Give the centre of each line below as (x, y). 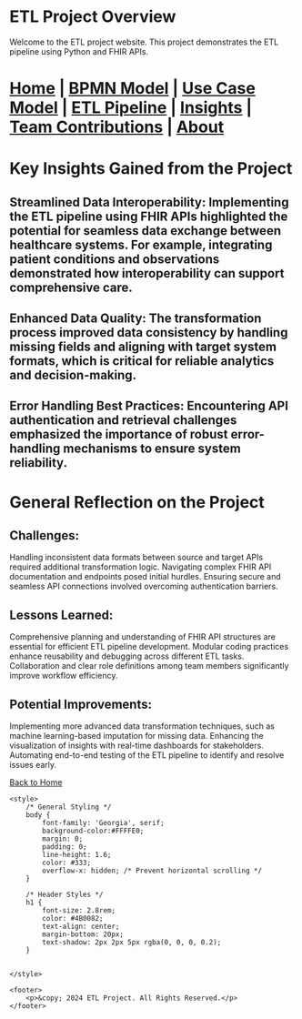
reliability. (39, 463)
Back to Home (36, 782)
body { (38, 815)
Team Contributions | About (117, 127)
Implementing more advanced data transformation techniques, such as (142, 726)
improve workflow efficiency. (64, 676)
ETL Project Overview (93, 17)
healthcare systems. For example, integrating (141, 244)
